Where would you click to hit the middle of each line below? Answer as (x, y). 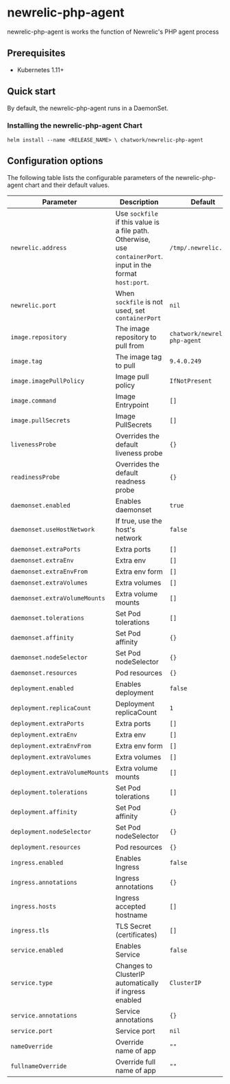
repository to (136, 337)
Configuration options (55, 161)
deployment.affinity (44, 812)
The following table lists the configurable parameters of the (91, 177)
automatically (137, 982)
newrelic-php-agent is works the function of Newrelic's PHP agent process (113, 32)
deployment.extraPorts (47, 723)
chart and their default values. (67, 185)
